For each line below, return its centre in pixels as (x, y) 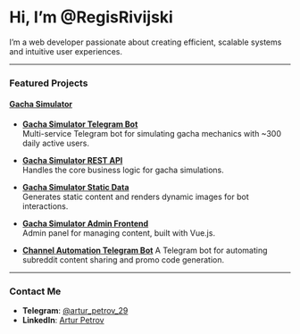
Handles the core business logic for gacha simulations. (123, 170)
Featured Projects (49, 83)
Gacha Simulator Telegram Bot (80, 124)
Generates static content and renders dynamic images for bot (135, 197)
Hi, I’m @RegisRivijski (92, 17)
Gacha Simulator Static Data (75, 188)
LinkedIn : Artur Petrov (63, 321)
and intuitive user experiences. (66, 51)
